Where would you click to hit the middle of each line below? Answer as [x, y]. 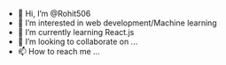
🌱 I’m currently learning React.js [76, 32]
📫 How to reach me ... [58, 51]
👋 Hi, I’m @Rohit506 [54, 14]
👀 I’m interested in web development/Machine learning [117, 23]
